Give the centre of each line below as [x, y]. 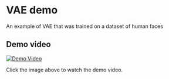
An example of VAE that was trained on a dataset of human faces [84, 26]
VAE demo [32, 10]
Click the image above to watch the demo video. [65, 70]
